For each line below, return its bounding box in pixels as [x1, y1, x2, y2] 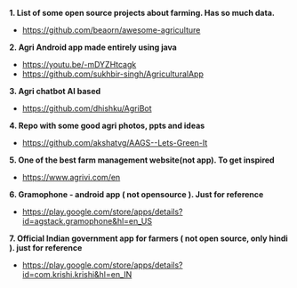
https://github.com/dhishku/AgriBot [21, 103, 153, 114]
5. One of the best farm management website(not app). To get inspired [9, 155, 275, 165]
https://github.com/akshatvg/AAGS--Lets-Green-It [21, 138, 208, 148]
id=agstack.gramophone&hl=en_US [21, 216, 153, 226]
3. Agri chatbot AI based [9, 86, 101, 96]
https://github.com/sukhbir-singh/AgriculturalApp [21, 68, 205, 79]
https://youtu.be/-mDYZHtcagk [21, 60, 137, 69]
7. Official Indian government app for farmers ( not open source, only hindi [9, 233, 289, 244]
